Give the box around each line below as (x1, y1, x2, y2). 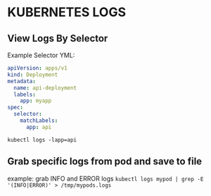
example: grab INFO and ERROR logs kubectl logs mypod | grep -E (7, 174, 204, 183)
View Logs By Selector (7, 32, 108, 44)
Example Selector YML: (7, 51, 75, 59)
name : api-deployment (13, 84, 77, 92)
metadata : (7, 78, 37, 85)
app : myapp (20, 97, 52, 104)
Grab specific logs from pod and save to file (7, 156, 203, 168)
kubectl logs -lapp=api (7, 136, 77, 143)
